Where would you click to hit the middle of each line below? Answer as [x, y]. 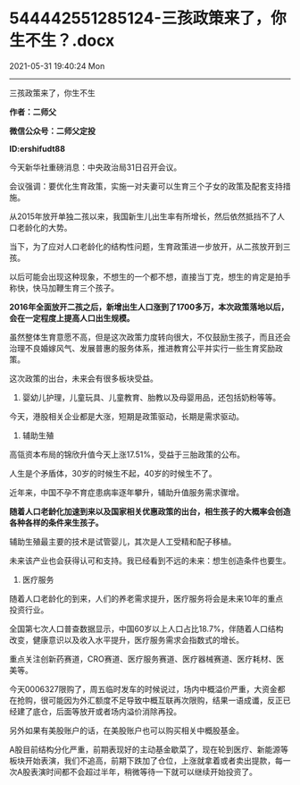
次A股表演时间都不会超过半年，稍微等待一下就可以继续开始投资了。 [133, 772]
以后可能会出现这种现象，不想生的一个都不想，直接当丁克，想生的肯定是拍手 [150, 276]
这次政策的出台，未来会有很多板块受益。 [83, 378]
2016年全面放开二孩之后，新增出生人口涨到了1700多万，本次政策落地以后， [149, 307]
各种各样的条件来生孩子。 [56, 522]
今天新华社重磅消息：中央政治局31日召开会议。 [96, 167]
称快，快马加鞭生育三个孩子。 [64, 288]
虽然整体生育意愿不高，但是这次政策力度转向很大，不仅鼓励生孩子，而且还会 [150, 337]
